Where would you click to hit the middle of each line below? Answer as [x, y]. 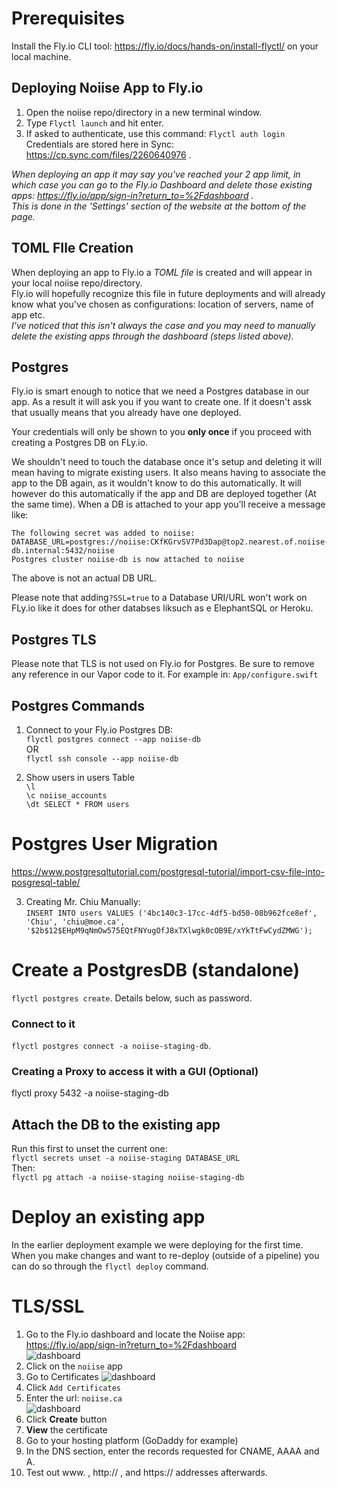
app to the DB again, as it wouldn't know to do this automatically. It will [156, 483]
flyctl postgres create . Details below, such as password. [132, 998]
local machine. [41, 56]
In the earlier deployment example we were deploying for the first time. [157, 1245]
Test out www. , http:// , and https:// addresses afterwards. [146, 1473]
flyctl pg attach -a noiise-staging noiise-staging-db [128, 1178]
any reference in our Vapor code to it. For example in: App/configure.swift [165, 674]
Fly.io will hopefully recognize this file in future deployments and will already [168, 293]
